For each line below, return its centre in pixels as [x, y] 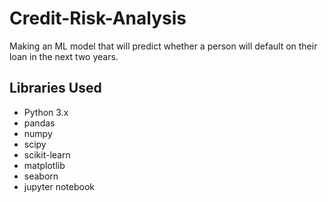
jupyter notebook [59, 186]
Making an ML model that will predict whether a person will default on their [163, 46]
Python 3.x [46, 112]
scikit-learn [47, 154]
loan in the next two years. [64, 56]
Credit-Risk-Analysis [98, 18]
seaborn [41, 176]
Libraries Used [55, 88]
